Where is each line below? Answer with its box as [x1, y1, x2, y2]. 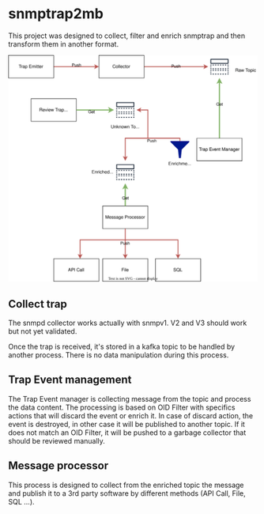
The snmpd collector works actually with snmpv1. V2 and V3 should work [8, 318, 247, 327]
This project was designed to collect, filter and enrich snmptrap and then [8, 31, 246, 40]
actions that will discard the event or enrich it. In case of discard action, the [8, 410, 254, 420]
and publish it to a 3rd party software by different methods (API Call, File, [8, 488, 247, 498]
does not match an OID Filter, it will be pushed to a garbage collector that [8, 428, 247, 437]
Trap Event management [8, 373, 132, 387]
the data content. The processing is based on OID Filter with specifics [8, 403, 236, 412]
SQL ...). [8, 497, 35, 506]
